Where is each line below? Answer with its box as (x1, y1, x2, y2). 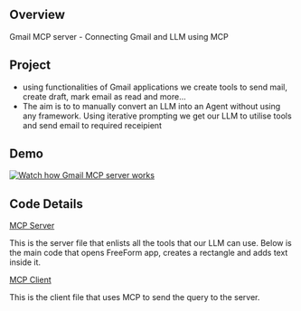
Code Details (9, 196, 83, 212)
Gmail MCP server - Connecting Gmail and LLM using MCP (9, 31, 229, 42)
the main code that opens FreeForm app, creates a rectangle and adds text (9, 248, 288, 259)
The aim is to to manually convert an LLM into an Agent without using (22, 100, 281, 111)
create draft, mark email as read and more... (22, 90, 187, 102)
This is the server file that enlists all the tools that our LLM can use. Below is (9, 238, 292, 249)
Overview (9, 7, 66, 23)
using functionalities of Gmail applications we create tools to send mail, (22, 81, 287, 92)
